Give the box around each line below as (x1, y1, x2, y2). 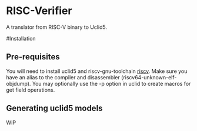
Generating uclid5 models (6, 103, 103, 113)
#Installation (6, 35, 36, 42)
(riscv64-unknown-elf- (121, 73, 177, 80)
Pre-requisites (6, 52, 60, 62)
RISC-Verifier (6, 4, 72, 18)
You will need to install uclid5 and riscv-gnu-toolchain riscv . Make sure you (6, 68, 188, 75)
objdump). (6, 80, 31, 87)
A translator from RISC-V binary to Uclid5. (6, 23, 108, 31)
